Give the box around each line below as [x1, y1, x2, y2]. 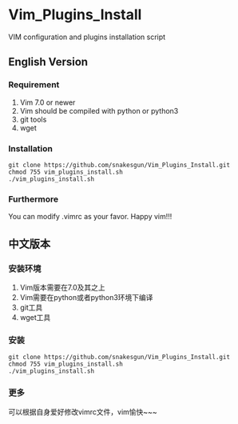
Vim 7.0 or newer [19, 98, 76, 107]
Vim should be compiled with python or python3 [19, 106, 179, 115]
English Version [8, 55, 89, 69]
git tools [19, 114, 47, 124]
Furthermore [8, 194, 58, 205]
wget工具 [19, 312, 51, 322]
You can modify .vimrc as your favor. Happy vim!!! [8, 212, 173, 222]
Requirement [8, 79, 60, 90]
